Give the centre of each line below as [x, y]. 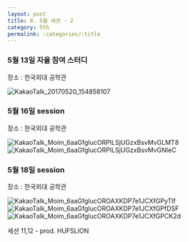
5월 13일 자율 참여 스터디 [48, 60]
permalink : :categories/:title [54, 34]
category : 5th [29, 27]
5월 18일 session [36, 170]
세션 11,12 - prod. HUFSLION [48, 231]
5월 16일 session [36, 111]
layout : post [27, 14]
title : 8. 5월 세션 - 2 [40, 21]
